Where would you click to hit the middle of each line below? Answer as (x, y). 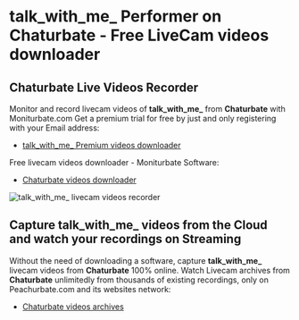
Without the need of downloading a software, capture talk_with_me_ (136, 260)
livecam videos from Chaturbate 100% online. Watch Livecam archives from (149, 270)
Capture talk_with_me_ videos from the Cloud (138, 225)
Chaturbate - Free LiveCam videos (139, 35)
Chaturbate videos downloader (79, 180)
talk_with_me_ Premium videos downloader (101, 145)
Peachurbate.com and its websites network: (90, 289)
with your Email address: (54, 128)
